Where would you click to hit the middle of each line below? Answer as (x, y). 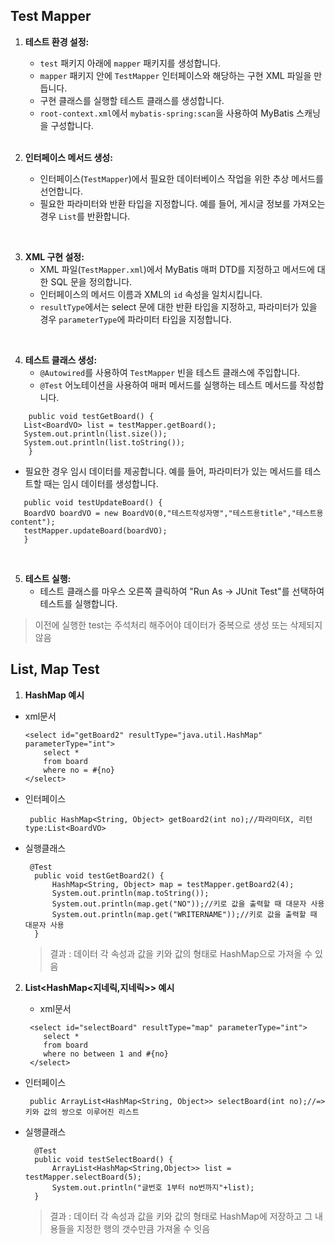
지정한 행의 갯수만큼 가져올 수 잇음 (143, 1228)
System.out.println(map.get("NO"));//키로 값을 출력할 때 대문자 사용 (188, 904)
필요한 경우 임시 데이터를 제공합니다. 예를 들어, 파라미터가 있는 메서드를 (163, 471)
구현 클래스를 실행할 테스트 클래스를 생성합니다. (132, 100)
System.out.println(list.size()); (95, 434)
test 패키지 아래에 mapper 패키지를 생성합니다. (130, 63)
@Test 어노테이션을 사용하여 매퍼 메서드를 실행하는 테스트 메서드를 (168, 385)
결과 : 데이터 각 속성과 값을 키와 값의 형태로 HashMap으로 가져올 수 (181, 953)
